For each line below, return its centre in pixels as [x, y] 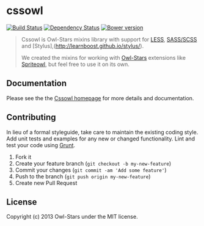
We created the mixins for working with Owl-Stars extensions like [104, 57]
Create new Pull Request [46, 183]
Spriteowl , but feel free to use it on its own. [75, 64]
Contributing [31, 118]
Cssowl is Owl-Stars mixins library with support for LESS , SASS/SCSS [109, 39]
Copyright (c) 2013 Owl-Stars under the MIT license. [72, 217]
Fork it [23, 157]
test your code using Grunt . [41, 145]
